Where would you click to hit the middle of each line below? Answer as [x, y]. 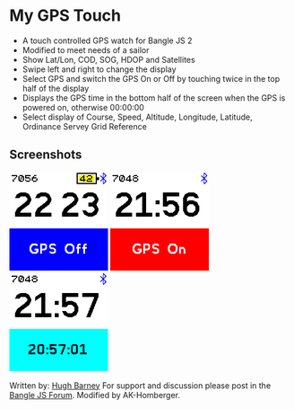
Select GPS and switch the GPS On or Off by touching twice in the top [151, 78]
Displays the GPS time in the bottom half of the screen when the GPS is [154, 98]
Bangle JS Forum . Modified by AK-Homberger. [95, 395]
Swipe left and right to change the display [99, 69]
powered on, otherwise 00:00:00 [83, 107]
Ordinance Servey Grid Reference [85, 126]
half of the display [56, 88]
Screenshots [46, 155]
